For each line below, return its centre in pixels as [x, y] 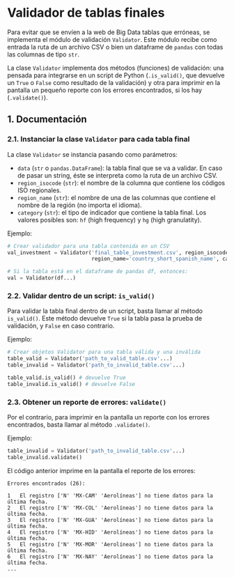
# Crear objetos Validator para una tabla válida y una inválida [104, 352]
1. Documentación [47, 120]
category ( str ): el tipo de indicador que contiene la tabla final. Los [112, 212]
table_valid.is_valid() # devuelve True [67, 378]
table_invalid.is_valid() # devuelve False [71, 384]
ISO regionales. [39, 190]
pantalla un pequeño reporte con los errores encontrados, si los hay [105, 90]
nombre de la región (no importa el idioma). [79, 205]
